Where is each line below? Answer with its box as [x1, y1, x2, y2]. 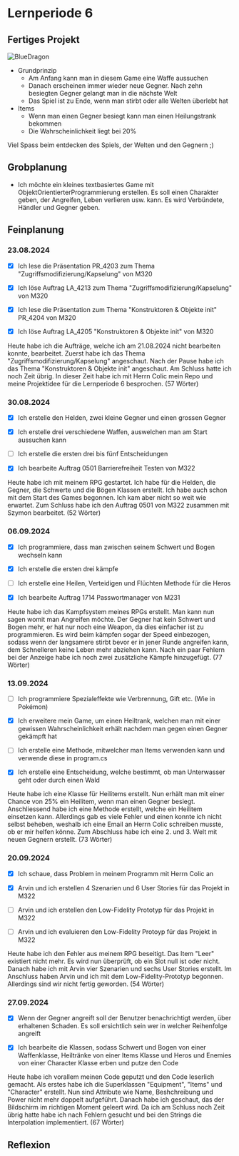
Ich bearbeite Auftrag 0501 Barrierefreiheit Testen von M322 [17, 464, 195, 473]
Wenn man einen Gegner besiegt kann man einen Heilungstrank [28, 112, 216, 120]
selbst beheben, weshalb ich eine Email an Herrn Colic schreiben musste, [7, 820, 223, 829]
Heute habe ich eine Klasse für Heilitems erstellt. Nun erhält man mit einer [7, 790, 225, 798]
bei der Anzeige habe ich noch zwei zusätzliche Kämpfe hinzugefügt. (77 [7, 653, 223, 661]
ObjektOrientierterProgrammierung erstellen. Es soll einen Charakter [17, 188, 219, 196]
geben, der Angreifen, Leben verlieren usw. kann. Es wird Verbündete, [17, 195, 225, 204]
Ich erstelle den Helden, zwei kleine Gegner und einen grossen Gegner [17, 413, 226, 422]
